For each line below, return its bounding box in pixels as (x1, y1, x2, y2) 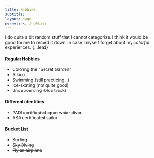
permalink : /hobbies (5, 21, 47, 26)
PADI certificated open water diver (12, 110, 82, 115)
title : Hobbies (5, 7, 36, 12)
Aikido (12, 72, 25, 78)
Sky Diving (12, 142, 34, 148)
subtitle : (5, 12, 25, 17)
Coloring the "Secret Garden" (12, 67, 72, 72)
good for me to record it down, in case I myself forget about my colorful (5, 40, 150, 45)
